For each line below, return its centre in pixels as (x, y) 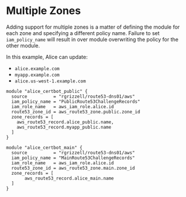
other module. (23, 46)
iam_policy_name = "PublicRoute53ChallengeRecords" (76, 101)
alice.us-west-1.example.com (50, 81)
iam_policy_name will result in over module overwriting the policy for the (92, 39)
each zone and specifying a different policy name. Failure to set (83, 33)
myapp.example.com (37, 75)
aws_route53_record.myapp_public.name (64, 127)
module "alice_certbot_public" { (47, 91)
